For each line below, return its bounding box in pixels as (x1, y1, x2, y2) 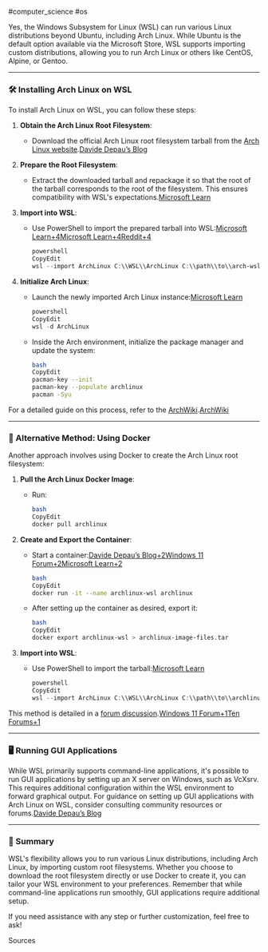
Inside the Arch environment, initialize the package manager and (31, 337, 244, 347)
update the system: (31, 345, 96, 355)
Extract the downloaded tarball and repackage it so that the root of (31, 176, 251, 185)
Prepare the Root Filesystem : (19, 160, 118, 170)
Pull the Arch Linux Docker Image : (19, 474, 135, 484)
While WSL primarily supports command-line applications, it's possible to (8, 766, 250, 775)
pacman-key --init (31, 375, 93, 384)
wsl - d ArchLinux (31, 323, 90, 331)
